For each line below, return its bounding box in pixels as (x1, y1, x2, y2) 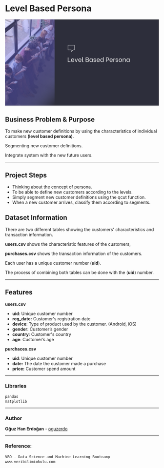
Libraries (5, 382, 27, 389)
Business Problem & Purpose (5, 115, 95, 123)
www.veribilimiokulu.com (5, 459, 56, 464)
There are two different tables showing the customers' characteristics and (5, 226, 154, 232)
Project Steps (5, 171, 47, 179)
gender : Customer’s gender (12, 326, 68, 332)
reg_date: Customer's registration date (12, 315, 91, 322)
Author (5, 415, 22, 422)
